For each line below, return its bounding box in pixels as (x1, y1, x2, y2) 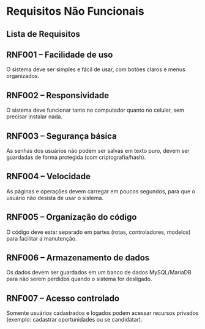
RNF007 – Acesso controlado (6, 293, 120, 303)
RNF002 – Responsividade (6, 90, 110, 101)
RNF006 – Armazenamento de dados (6, 253, 150, 263)
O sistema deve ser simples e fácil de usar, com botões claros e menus (6, 66, 185, 73)
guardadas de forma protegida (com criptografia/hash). (6, 153, 146, 161)
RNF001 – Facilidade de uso (6, 49, 113, 60)
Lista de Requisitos (6, 29, 81, 39)
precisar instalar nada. (6, 113, 63, 120)
